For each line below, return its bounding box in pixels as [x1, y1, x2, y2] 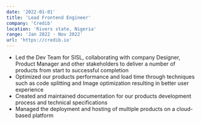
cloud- [176, 106, 193, 112]
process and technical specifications [15, 99, 108, 106]
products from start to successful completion [15, 67, 129, 73]
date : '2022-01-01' [6, 8, 56, 15]
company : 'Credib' [6, 20, 53, 26]
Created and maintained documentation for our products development [15, 92, 192, 100]
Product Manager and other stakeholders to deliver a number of [15, 60, 175, 67]
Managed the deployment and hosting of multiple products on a [15, 106, 175, 112]
